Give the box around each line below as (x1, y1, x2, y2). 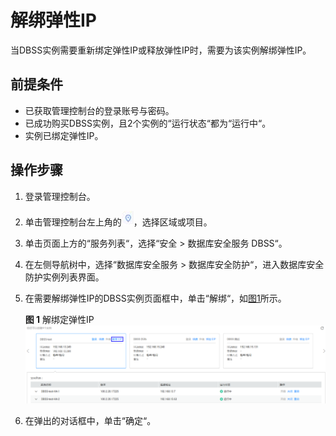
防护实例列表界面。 (24, 271, 105, 283)
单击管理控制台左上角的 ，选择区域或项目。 (24, 216, 213, 228)
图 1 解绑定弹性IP (24, 313, 95, 325)
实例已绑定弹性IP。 (24, 129, 104, 141)
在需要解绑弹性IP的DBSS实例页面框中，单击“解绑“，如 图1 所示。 (24, 292, 287, 304)
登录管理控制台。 (24, 190, 96, 202)
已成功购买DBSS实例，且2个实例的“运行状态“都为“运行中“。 (24, 117, 272, 129)
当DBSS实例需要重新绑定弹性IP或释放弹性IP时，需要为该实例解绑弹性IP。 (10, 44, 312, 56)
